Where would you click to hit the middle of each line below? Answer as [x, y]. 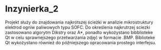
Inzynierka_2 [32, 9]
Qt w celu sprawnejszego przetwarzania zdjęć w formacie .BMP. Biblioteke [80, 37]
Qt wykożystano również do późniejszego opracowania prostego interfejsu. [81, 42]
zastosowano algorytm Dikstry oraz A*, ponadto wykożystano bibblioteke [79, 32]
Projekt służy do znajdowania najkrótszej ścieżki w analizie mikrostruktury [79, 22]
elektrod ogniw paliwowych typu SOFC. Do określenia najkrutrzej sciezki [78, 27]
